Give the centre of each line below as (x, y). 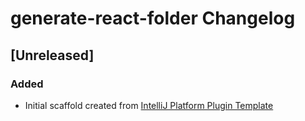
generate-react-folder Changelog (153, 18)
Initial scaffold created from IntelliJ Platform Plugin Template (149, 105)
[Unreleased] (52, 55)
